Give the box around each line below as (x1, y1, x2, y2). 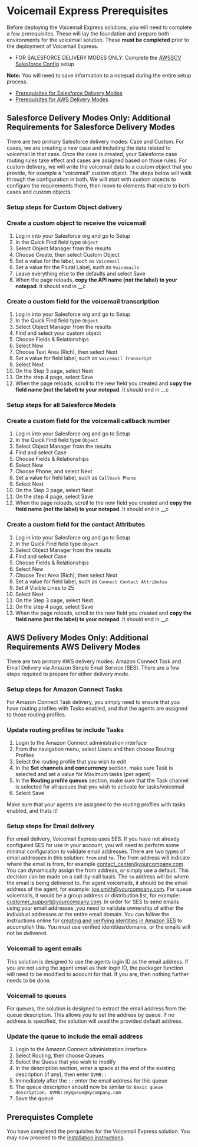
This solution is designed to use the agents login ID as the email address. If (6, 958, 189, 965)
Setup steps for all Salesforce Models (6, 401, 117, 409)
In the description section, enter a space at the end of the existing (15, 1065, 176, 1072)
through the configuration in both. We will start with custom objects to (6, 176, 176, 183)
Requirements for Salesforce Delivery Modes (6, 122, 176, 133)
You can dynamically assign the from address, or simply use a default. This (6, 867, 189, 874)
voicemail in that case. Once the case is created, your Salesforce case (6, 150, 177, 157)
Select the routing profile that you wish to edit (15, 758, 126, 765)
